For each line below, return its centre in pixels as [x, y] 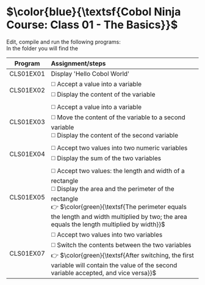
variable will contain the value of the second [114, 265]
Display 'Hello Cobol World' [90, 73]
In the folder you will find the [42, 48]
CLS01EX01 [27, 73]
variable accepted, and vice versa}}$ [104, 273]
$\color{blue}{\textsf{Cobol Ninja [94, 12]
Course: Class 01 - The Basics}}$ [92, 25]
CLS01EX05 [27, 198]
